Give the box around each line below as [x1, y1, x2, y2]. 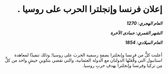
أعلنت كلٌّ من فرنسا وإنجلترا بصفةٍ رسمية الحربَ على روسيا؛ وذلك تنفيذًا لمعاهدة [14, 52, 162, 58]
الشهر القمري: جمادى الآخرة [110, 30, 162, 36]
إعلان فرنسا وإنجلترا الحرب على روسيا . [17, 3, 162, 15]
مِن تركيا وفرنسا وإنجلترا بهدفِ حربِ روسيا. [82, 63, 162, 69]
